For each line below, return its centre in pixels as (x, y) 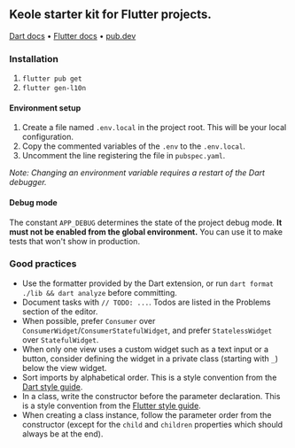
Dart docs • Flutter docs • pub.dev (73, 35)
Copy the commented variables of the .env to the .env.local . (134, 146)
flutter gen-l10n (54, 89)
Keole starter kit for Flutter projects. (111, 15)
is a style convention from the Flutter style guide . (111, 406)
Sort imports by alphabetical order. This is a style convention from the (149, 377)
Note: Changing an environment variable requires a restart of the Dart (137, 173)
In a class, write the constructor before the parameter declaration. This (151, 396)
